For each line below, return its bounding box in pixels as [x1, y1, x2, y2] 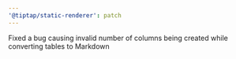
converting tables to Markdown [8, 41, 111, 51]
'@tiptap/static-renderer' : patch [8, 11, 122, 20]
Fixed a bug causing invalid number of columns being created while [8, 33, 229, 42]
